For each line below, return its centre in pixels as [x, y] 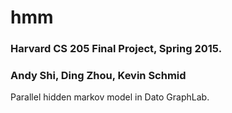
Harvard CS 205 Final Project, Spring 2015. [116, 49]
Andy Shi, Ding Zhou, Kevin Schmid [98, 76]
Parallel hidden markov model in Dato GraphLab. [110, 97]
